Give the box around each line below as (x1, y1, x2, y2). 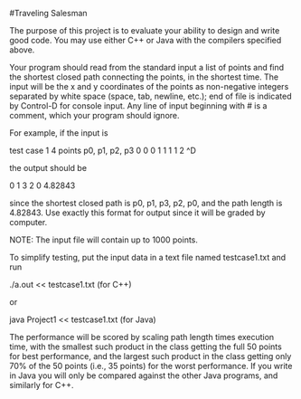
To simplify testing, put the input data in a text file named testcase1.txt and (9, 252, 287, 262)
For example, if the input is (9, 128, 108, 138)
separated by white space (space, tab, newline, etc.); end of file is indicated (9, 90, 292, 101)
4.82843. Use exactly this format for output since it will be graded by (9, 207, 266, 218)
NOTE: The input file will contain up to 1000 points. (9, 234, 199, 245)
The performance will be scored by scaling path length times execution (9, 332, 275, 342)
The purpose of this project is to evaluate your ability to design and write (9, 25, 280, 35)
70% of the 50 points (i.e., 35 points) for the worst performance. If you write (9, 361, 293, 371)
